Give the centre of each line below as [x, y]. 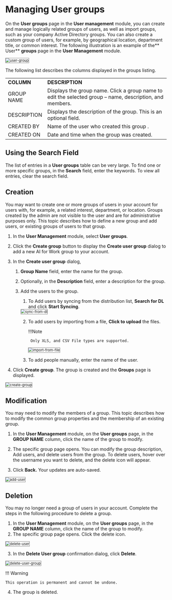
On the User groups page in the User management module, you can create [85, 24]
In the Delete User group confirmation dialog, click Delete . [74, 554]
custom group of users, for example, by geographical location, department [84, 40]
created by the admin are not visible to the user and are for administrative [83, 215]
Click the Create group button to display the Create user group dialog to [89, 246]
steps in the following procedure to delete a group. [59, 514]
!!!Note [35, 331]
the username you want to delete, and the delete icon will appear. [82, 460]
